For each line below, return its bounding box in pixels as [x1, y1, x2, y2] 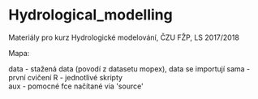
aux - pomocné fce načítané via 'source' [8, 81, 144, 91]
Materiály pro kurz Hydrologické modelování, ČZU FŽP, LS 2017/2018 [8, 32, 239, 42]
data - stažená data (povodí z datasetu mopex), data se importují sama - [8, 63, 251, 74]
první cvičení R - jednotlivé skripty [8, 72, 123, 82]
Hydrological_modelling [8, 6, 173, 24]
